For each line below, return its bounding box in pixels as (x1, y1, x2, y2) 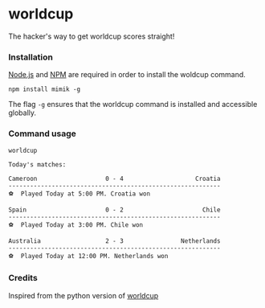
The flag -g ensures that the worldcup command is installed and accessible (8, 100, 258, 109)
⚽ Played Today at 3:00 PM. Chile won (8, 220, 144, 229)
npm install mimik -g (8, 85, 81, 93)
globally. (8, 108, 37, 117)
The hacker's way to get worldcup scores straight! (8, 31, 175, 41)
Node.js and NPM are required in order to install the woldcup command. (8, 70, 247, 80)
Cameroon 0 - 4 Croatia (8, 175, 221, 183)
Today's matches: (8, 160, 67, 169)
